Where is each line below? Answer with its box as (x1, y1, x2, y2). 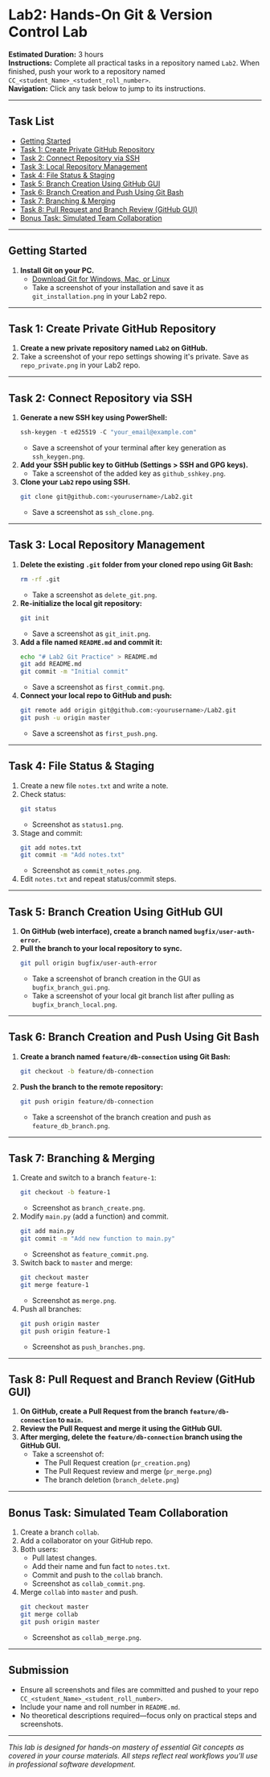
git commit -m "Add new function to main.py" (19, 1235, 175, 1243)
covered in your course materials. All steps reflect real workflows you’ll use (8, 1750, 259, 1760)
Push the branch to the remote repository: (19, 1082, 163, 1091)
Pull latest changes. (31, 1553, 97, 1563)
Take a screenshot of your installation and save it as (31, 282, 204, 292)
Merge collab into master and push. (19, 1588, 138, 1597)
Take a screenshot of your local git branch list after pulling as (31, 991, 235, 1000)
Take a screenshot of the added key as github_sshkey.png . (31, 469, 227, 479)
